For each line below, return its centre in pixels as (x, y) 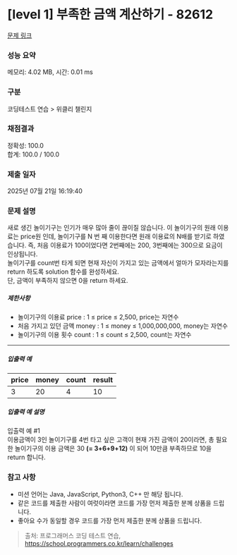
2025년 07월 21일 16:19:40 (45, 191)
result (103, 380)
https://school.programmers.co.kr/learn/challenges (99, 543)
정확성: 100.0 (26, 145)
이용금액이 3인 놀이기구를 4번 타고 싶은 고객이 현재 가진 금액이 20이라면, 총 (111, 440)
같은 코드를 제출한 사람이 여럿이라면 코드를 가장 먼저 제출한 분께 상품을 (114, 503)
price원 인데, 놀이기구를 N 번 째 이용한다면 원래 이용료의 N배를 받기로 (116, 236)
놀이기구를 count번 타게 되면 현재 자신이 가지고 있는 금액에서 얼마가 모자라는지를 (118, 263)
